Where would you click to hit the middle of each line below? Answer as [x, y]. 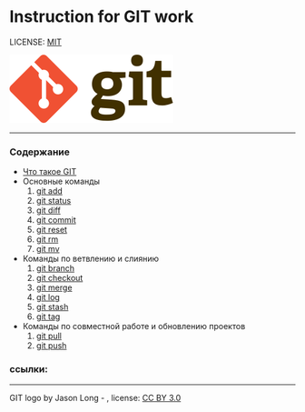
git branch [55, 268]
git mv [48, 249]
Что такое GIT [49, 172]
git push [51, 346]
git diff [48, 210]
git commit [56, 220]
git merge [54, 287]
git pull [49, 336]
